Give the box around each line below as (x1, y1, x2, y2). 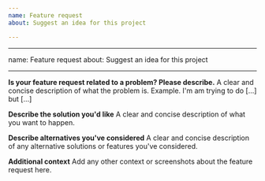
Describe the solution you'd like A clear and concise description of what (8, 109, 246, 119)
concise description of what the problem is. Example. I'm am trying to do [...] (8, 86, 257, 95)
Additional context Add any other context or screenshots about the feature (8, 157, 253, 166)
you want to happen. (8, 117, 75, 127)
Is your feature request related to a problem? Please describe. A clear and (8, 77, 254, 87)
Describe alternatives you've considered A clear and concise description (8, 133, 250, 142)
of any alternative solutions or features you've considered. (8, 141, 199, 150)
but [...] (8, 94, 32, 103)
